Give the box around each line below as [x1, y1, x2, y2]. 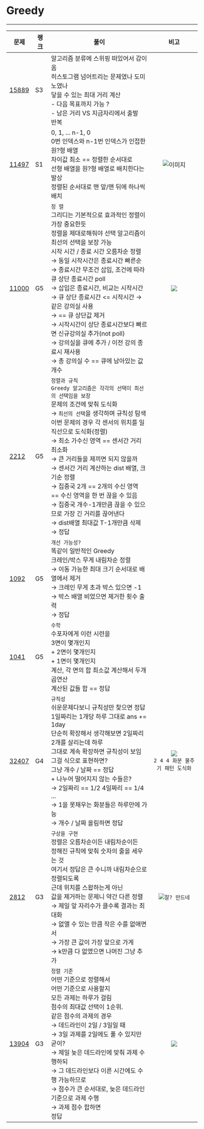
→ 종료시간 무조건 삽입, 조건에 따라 [50, 265, 145, 274]
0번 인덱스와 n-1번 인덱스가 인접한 [50, 137, 146, 145]
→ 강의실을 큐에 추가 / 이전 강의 [50, 338, 137, 347]
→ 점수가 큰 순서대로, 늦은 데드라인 [50, 1085, 145, 1093]
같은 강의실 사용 [50, 302, 94, 310]
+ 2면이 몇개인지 [50, 647, 96, 656]
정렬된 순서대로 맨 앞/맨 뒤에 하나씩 [50, 182, 146, 191]
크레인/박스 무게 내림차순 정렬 [50, 556, 131, 564]
